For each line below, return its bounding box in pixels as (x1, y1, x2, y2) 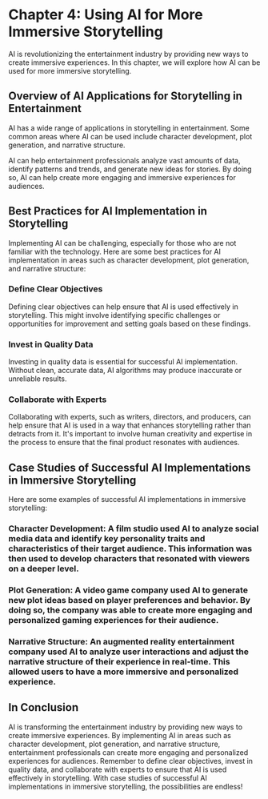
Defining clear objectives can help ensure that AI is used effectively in (8, 302, 238, 311)
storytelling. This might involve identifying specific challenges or (8, 310, 221, 319)
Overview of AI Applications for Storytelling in (8, 90, 242, 103)
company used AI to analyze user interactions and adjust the (8, 646, 250, 657)
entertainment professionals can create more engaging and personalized (8, 747, 249, 757)
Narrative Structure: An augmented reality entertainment (8, 636, 234, 648)
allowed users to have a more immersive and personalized (8, 666, 238, 677)
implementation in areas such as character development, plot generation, (8, 255, 250, 265)
